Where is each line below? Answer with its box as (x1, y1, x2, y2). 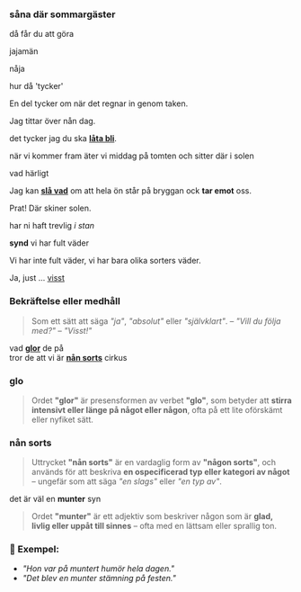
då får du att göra (9, 29, 75, 40)
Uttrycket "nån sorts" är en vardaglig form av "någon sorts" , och (31, 457, 277, 468)
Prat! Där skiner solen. (9, 202, 92, 214)
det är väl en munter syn (9, 494, 102, 505)
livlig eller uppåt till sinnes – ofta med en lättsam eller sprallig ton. (31, 521, 277, 532)
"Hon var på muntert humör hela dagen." (22, 563, 175, 574)
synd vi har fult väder (9, 238, 90, 248)
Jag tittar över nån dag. (9, 116, 96, 127)
